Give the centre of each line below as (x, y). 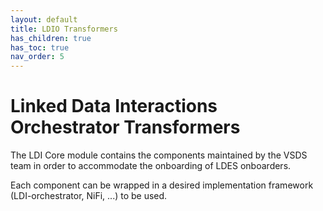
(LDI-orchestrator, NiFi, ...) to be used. (89, 196)
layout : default (44, 19)
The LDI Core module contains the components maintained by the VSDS (159, 155)
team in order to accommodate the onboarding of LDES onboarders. (151, 166)
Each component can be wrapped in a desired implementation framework (162, 185)
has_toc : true (40, 47)
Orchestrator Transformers (125, 127)
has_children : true (51, 38)
